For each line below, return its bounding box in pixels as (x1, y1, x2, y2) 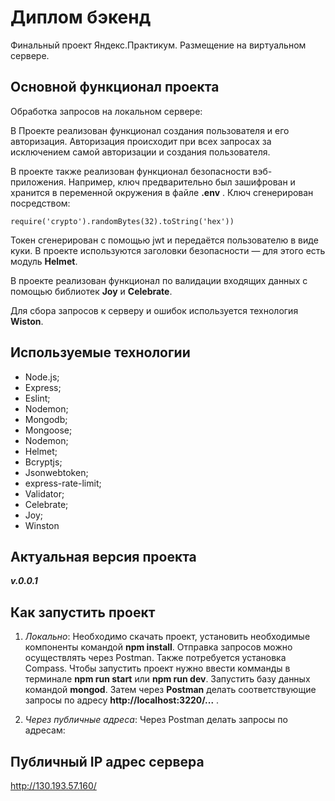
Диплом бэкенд (10, 6, 152, 29)
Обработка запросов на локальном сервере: (10, 105, 203, 117)
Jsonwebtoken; (24, 466, 89, 478)
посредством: (10, 197, 71, 209)
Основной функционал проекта (10, 79, 220, 96)
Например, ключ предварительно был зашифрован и (68, 176, 296, 188)
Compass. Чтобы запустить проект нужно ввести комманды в (24, 662, 291, 675)
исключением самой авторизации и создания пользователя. (10, 146, 271, 158)
